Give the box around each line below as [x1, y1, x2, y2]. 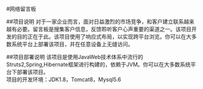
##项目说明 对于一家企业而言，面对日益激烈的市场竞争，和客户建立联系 [6, 18, 184, 25]
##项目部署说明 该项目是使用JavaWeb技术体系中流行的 [6, 54, 144, 60]
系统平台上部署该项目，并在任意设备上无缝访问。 [11, 41, 134, 48]
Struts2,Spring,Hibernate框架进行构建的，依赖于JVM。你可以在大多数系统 [6, 61, 191, 68]
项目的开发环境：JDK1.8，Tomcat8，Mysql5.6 [6, 76, 121, 83]
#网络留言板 [6, 5, 36, 12]
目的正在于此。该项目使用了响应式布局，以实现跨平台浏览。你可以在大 [16, 33, 192, 40]
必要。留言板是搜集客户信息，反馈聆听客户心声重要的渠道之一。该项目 [16, 26, 192, 32]
